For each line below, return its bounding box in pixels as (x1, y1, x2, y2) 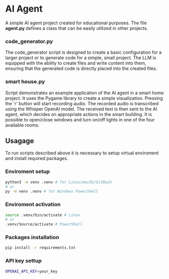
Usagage (5, 136, 34, 145)
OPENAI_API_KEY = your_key (5, 269, 58, 274)
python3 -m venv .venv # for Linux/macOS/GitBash (5, 179, 112, 185)
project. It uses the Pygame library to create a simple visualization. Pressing (5, 95, 163, 101)
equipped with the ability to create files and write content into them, (5, 60, 147, 66)
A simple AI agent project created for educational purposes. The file (5, 20, 147, 26)
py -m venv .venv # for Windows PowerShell (5, 189, 99, 194)
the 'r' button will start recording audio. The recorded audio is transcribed (5, 100, 159, 106)
